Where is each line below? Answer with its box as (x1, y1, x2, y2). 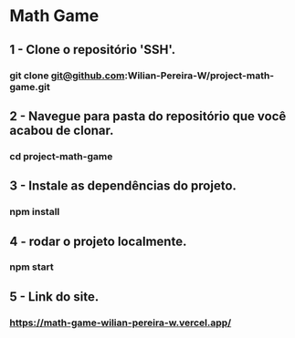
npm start (9, 261, 55, 273)
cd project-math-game (9, 149, 113, 162)
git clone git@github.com (9, 69, 125, 82)
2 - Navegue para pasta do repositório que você (9, 108, 287, 124)
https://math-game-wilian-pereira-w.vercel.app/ (9, 316, 232, 329)
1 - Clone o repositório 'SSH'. (9, 42, 176, 57)
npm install (9, 206, 60, 219)
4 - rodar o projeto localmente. (9, 233, 187, 249)
